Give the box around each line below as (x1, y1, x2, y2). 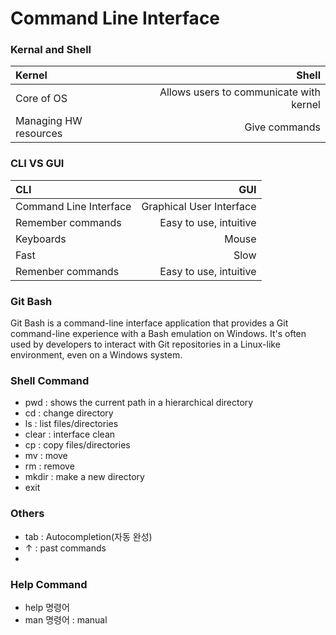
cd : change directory (24, 407, 114, 419)
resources (15, 127, 63, 141)
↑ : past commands (24, 542, 107, 554)
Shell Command (10, 374, 90, 387)
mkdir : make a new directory (24, 471, 145, 483)
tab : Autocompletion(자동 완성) (24, 530, 153, 542)
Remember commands (15, 215, 122, 229)
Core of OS (15, 92, 68, 106)
